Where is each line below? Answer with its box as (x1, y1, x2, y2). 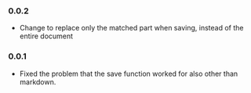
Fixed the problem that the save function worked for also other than (19, 69, 238, 78)
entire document (19, 31, 73, 41)
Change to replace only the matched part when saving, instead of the (19, 23, 244, 33)
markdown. (19, 77, 56, 87)
